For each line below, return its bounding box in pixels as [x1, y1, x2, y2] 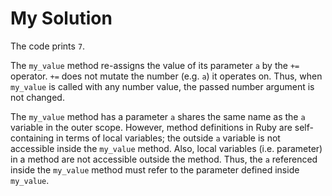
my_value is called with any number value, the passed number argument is [10, 80, 315, 92]
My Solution [10, 7, 113, 30]
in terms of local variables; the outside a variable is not [56, 132, 281, 144]
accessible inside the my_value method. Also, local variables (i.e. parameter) [10, 142, 323, 154]
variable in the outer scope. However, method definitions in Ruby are [10, 121, 293, 133]
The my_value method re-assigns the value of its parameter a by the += [10, 59, 300, 71]
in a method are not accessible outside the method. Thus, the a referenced [10, 153, 318, 165]
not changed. [10, 91, 65, 103]
